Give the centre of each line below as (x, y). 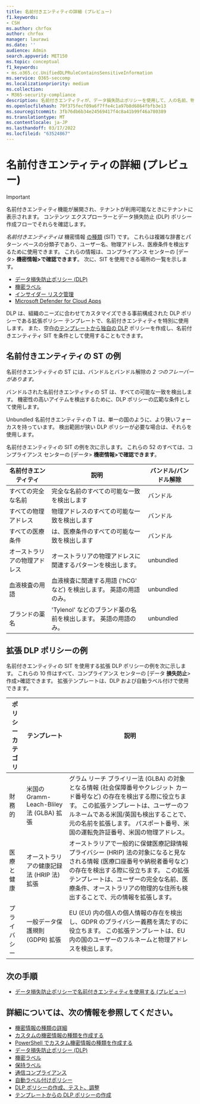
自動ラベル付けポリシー (43, 1080)
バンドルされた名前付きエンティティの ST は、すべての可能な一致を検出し (97, 392)
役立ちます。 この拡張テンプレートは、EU (127, 931)
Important (18, 197)
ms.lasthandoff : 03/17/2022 (41, 128)
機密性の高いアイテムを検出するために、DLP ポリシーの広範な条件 (99, 399)
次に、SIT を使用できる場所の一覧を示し (133, 259)
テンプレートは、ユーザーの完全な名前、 (126, 879)
